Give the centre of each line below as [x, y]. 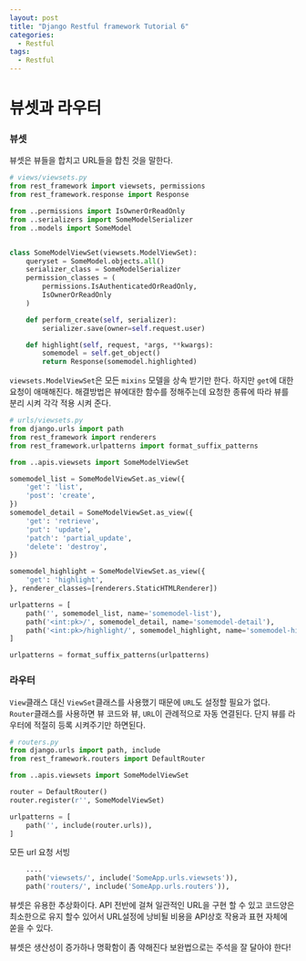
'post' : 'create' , [61, 496]
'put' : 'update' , [59, 530]
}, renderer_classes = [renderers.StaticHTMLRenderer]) [114, 589]
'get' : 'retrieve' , [63, 521]
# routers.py [34, 742]
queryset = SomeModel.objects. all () [96, 261]
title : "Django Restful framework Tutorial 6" [99, 26]
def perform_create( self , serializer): [102, 320]
